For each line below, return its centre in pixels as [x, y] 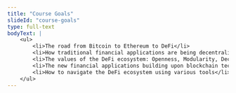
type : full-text [31, 27]
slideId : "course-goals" [44, 20]
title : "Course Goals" [40, 14]
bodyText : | [25, 33]
